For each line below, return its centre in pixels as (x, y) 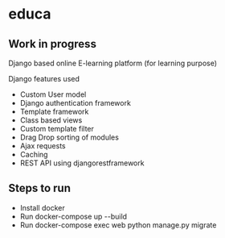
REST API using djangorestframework (82, 163)
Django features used (44, 79)
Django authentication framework (75, 103)
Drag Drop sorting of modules (69, 137)
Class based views (51, 120)
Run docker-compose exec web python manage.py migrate (118, 225)
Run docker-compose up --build (73, 216)
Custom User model (53, 94)
